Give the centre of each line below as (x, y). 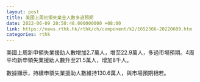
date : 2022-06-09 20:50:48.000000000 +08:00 (64, 23)
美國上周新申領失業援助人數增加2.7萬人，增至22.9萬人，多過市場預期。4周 (101, 53)
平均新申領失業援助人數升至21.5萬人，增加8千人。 (69, 60)
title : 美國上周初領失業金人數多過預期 (50, 18)
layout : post (23, 12)
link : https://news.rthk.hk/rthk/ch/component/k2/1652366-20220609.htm (99, 29)
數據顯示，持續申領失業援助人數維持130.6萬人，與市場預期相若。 (88, 73)
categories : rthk (28, 35)
